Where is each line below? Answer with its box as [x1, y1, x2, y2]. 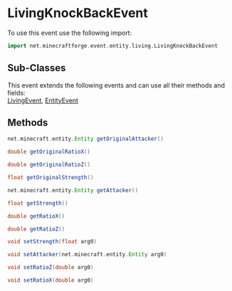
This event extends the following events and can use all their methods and [7, 80, 226, 90]
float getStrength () [7, 199, 69, 207]
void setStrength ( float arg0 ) [7, 238, 97, 245]
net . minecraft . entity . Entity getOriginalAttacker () [7, 135, 164, 143]
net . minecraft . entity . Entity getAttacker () [7, 186, 139, 194]
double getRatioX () [7, 212, 65, 220]
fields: [7, 88, 26, 97]
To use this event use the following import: [7, 28, 132, 37]
